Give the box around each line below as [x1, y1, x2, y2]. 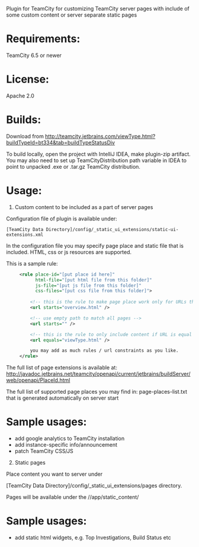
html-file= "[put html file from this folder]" [35, 277, 152, 283]
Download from [6, 132, 44, 140]
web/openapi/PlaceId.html [6, 377, 70, 384]
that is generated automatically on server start [6, 394, 119, 401]
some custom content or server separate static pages [6, 11, 137, 18]
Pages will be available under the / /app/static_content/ [6, 494, 139, 501]
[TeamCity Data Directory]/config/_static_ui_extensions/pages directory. [6, 482, 182, 489]
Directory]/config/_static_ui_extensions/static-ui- [46, 226, 179, 232]
